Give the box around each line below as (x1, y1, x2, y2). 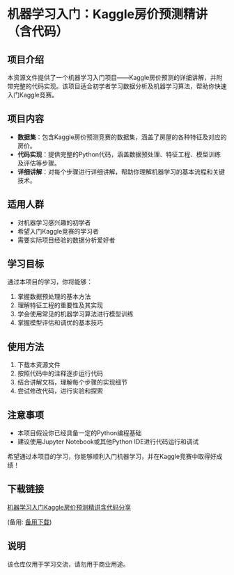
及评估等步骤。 (17, 159, 61, 167)
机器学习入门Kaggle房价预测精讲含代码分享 (7, 503, 131, 511)
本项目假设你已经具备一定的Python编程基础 (17, 429, 142, 437)
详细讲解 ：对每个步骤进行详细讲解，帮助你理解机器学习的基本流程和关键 (17, 168, 225, 176)
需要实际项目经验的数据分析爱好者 (17, 236, 116, 244)
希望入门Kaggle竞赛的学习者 (17, 227, 99, 235)
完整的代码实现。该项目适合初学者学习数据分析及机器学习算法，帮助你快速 (13, 82, 227, 90)
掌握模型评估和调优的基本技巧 (17, 318, 103, 327)
